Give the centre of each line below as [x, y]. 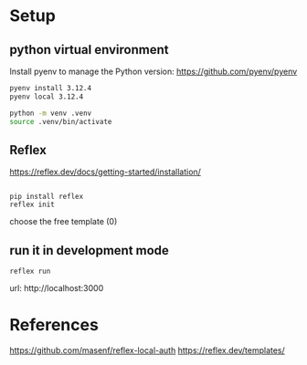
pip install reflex [47, 197]
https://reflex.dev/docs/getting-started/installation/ [105, 172]
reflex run [30, 271]
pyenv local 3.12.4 [47, 97]
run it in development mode [89, 250]
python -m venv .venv [51, 113]
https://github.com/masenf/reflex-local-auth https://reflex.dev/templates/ [147, 350]
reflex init [32, 205]
